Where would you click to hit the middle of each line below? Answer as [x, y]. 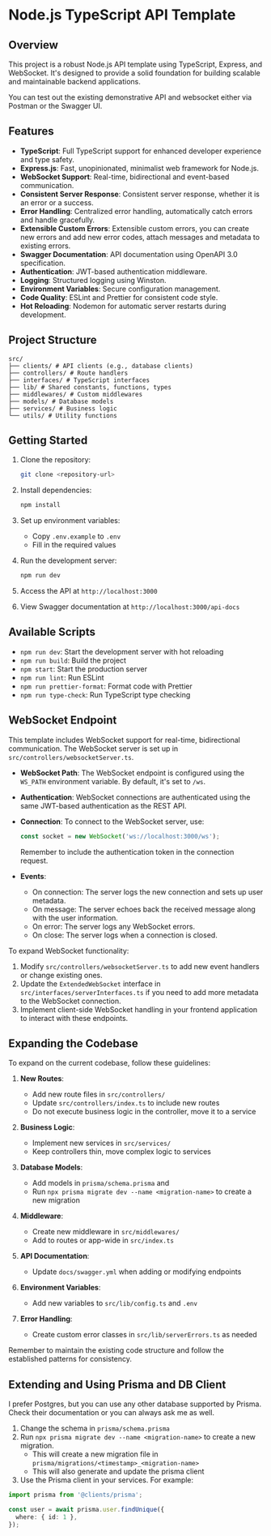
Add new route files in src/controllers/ [99, 1094]
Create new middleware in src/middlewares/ [106, 1232]
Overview [34, 45]
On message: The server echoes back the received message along [144, 909]
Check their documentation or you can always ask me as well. [112, 1413]
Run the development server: [68, 560]
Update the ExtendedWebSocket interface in [90, 984]
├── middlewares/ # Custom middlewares [76, 394]
